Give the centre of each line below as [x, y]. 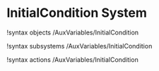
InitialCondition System [77, 13]
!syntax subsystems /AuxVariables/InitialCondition [79, 46]
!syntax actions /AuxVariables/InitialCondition [72, 59]
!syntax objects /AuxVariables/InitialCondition [73, 32]
